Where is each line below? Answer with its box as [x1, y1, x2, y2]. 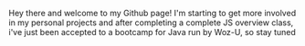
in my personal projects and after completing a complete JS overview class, [8, 17, 294, 28]
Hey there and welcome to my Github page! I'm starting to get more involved [8, 8, 297, 18]
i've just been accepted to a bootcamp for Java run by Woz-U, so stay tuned [8, 27, 296, 37]
